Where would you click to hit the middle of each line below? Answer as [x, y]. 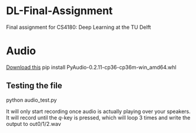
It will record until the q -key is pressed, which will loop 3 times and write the [98, 117]
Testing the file [34, 86]
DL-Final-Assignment [59, 11]
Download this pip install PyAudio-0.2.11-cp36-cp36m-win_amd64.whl [91, 67]
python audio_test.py [31, 100]
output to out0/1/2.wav [34, 124]
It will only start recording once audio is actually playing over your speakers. [99, 111]
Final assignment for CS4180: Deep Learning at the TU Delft [79, 27]
